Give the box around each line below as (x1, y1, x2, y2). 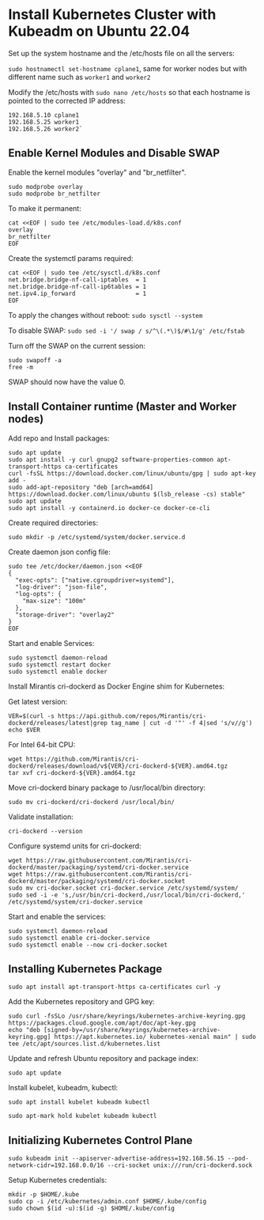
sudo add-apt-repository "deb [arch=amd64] (8, 483, 154, 491)
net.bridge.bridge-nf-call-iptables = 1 (8, 275, 147, 284)
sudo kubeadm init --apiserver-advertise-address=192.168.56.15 (8, 1154, 224, 1163)
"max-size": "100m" (22, 597, 87, 605)
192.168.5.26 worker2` (8, 125, 83, 133)
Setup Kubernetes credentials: (8, 1176, 107, 1185)
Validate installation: (8, 812, 74, 822)
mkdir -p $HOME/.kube (8, 1191, 80, 1199)
